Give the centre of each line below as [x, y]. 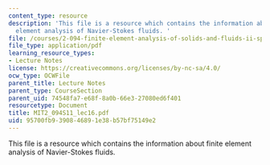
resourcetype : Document [48, 105]
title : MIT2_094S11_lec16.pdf [59, 113]
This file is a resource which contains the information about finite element [130, 143]
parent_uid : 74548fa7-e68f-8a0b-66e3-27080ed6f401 [95, 98]
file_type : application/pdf [55, 46]
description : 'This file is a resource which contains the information [131, 23]
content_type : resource [48, 16]
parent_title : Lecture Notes [57, 83]
